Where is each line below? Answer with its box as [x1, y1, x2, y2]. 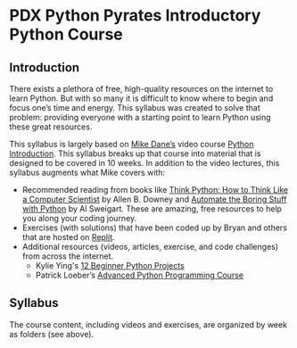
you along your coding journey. [21, 213, 137, 223]
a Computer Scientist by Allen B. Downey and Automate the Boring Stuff [21, 194, 287, 204]
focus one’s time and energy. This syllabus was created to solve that [9, 103, 260, 112]
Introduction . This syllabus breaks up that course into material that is [9, 148, 261, 159]
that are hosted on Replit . [21, 232, 115, 242]
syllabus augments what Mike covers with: [9, 167, 166, 178]
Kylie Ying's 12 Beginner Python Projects [35, 261, 185, 270]
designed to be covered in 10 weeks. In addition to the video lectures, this [9, 158, 280, 168]
